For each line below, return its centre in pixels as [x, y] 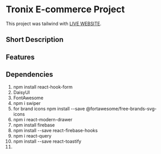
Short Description [35, 40]
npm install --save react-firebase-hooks [55, 130]
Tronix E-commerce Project [65, 9]
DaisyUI [21, 92]
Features [20, 57]
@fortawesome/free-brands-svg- [121, 108]
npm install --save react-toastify [47, 141]
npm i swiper [27, 103]
